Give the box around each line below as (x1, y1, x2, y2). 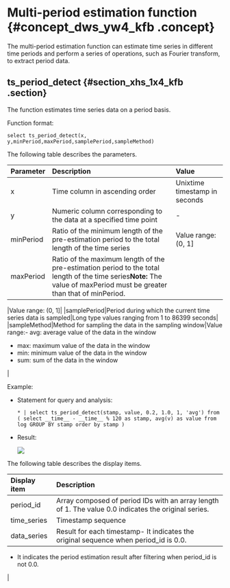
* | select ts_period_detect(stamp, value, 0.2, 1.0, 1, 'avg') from (16, 409, 220, 416)
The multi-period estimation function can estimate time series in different (7, 42, 214, 50)
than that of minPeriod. (51, 288, 125, 298)
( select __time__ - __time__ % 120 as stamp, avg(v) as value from (16, 415, 217, 422)
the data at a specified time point (51, 215, 157, 224)
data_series (10, 530, 48, 540)
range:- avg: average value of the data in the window (7, 328, 157, 336)
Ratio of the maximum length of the (51, 254, 165, 263)
